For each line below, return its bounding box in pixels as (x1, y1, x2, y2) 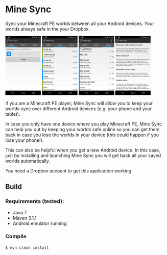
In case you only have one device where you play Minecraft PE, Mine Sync (5, 121, 162, 127)
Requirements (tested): (5, 198, 64, 205)
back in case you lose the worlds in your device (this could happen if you (5, 132, 159, 138)
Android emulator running (12, 220, 67, 226)
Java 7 (12, 209, 27, 215)
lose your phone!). (5, 137, 44, 143)
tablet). (5, 111, 20, 117)
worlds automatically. (5, 158, 50, 164)
